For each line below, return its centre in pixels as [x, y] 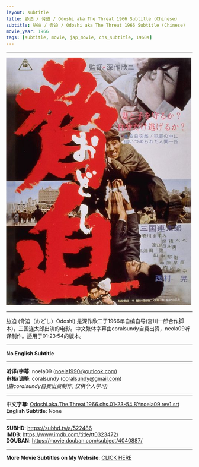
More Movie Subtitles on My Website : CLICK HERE [69, 458]
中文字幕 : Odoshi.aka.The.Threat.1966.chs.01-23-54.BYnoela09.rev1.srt [93, 405]
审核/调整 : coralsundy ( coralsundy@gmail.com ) [64, 379]
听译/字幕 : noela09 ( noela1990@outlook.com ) [62, 371]
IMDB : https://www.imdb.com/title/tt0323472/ [62, 434]
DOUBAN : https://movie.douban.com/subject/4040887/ [75, 441]
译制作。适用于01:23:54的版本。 [45, 336]
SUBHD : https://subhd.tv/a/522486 [49, 428]
